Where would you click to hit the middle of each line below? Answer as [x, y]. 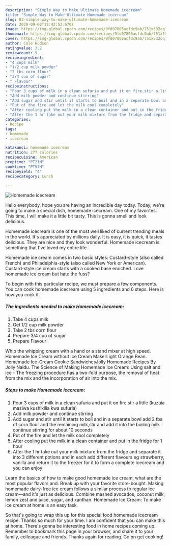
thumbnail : [17, 34]
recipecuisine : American [32, 157]
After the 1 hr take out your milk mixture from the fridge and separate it [87, 452]
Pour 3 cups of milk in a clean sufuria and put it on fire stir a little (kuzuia [89, 403]
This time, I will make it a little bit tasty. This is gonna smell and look [76, 216]
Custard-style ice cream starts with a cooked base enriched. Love [75, 269]
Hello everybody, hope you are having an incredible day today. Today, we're [85, 205]
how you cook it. [23, 295]
